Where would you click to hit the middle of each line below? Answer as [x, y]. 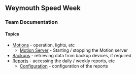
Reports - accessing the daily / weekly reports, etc [63, 61]
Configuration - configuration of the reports [64, 66]
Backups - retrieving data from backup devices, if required [72, 55]
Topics [12, 34]
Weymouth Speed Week [43, 8]
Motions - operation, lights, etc [44, 45]
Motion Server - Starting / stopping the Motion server [74, 50]
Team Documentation [32, 22]
